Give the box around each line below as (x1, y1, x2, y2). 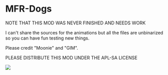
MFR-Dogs (5, 3, 52, 15)
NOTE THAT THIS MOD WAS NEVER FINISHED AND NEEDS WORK (5, 20, 146, 26)
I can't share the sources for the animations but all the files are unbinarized (5, 29, 163, 35)
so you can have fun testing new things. (5, 35, 90, 41)
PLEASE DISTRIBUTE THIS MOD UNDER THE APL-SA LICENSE (5, 54, 138, 61)
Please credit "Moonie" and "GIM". (5, 45, 78, 51)
